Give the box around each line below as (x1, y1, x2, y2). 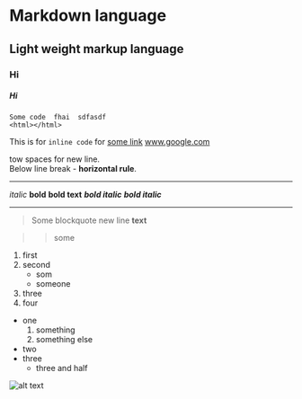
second (22, 260, 51, 270)
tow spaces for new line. (9, 154, 101, 164)
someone (35, 279, 71, 289)
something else (35, 334, 93, 345)
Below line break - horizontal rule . (9, 164, 138, 174)
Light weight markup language (9, 41, 184, 57)
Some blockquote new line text (31, 215, 147, 226)
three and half (35, 363, 88, 374)
